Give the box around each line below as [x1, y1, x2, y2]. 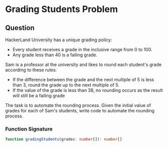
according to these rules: [5, 67, 57, 73]
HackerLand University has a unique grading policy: [5, 37, 112, 43]
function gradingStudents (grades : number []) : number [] [5, 137, 122, 142]
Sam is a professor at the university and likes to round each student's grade [5, 62, 162, 67]
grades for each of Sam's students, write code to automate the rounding [5, 108, 154, 113]
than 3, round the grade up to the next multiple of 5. [12, 82, 119, 88]
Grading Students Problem [5, 4, 118, 15]
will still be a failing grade [12, 93, 65, 98]
